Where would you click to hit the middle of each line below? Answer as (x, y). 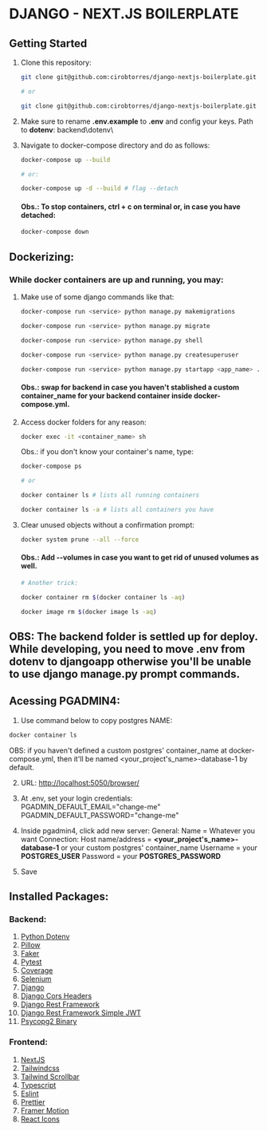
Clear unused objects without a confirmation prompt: (107, 524)
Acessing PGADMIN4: (65, 701)
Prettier (33, 1101)
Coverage (37, 971)
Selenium (36, 979)
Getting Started (48, 43)
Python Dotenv (45, 937)
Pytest (31, 962)
